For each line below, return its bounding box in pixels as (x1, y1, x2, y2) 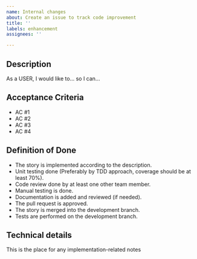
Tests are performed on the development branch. (15, 213, 138, 220)
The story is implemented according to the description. (15, 161, 152, 168)
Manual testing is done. (15, 187, 74, 194)
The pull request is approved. (15, 200, 89, 207)
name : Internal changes (6, 8, 66, 15)
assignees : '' (6, 31, 42, 37)
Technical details (6, 230, 73, 240)
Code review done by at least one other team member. (15, 181, 151, 188)
